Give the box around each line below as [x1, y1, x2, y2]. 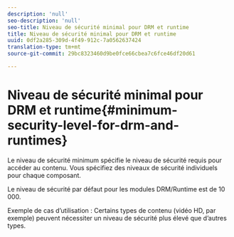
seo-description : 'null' [7, 17, 81, 24]
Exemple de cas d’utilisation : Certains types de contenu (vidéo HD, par [7, 206, 216, 214]
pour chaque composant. [7, 171, 82, 179]
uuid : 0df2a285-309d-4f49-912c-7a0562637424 [7, 37, 142, 44]
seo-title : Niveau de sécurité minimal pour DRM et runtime [7, 23, 190, 31]
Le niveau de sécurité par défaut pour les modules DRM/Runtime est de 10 [7, 184, 225, 193]
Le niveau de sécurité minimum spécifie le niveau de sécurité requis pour [7, 156, 222, 164]
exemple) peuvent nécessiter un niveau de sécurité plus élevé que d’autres [7, 214, 228, 222]
